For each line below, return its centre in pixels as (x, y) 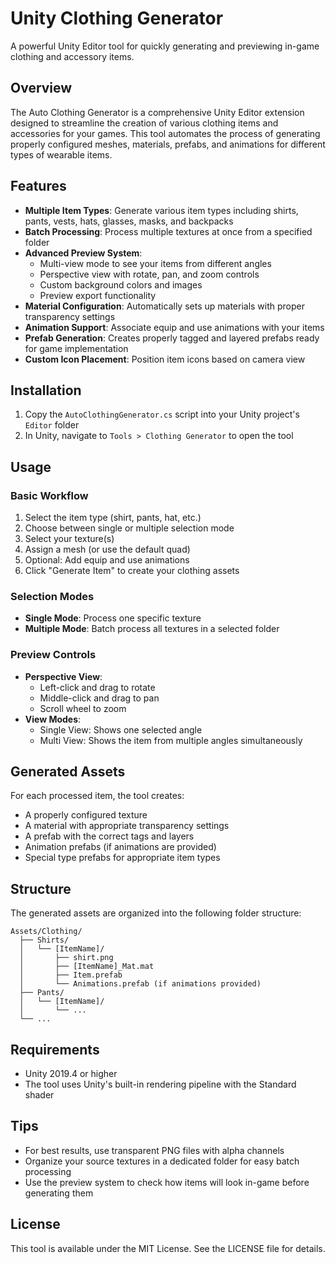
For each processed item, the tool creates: (97, 796)
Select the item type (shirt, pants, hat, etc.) (113, 518)
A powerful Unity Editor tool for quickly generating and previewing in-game (165, 46)
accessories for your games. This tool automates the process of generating (165, 133)
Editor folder (52, 425)
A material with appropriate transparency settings (127, 826)
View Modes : (53, 719)
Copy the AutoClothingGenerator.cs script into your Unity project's (162, 414)
